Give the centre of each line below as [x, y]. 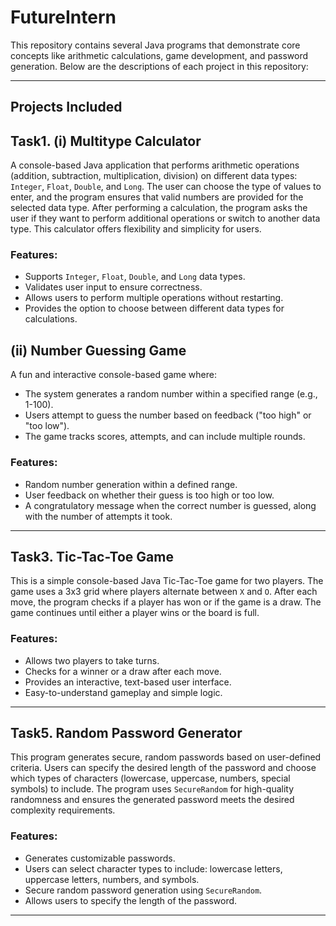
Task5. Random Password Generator [126, 733]
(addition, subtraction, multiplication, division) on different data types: [154, 176]
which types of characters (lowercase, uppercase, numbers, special [150, 778]
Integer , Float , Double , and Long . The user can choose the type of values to [166, 187]
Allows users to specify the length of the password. [131, 900]
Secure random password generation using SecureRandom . [143, 890]
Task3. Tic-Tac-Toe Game [92, 556]
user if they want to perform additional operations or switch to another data [165, 218]
